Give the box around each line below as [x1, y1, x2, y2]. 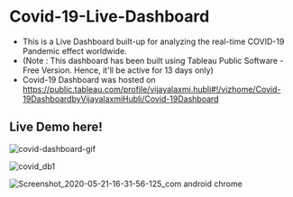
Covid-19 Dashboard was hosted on [22, 74, 156, 85]
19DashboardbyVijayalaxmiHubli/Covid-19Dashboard [22, 93, 219, 104]
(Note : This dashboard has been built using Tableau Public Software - [22, 55, 284, 66]
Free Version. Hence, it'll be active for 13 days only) [22, 65, 214, 76]
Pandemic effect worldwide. [22, 45, 128, 56]
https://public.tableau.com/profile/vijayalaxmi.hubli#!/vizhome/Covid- [22, 84, 281, 94]
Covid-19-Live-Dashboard [9, 6, 210, 27]
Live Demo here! [9, 120, 104, 135]
